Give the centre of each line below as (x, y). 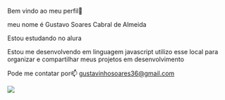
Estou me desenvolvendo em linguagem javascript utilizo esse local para (113, 52)
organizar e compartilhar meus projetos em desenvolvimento (96, 59)
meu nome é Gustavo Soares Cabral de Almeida (77, 24)
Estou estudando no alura (45, 38)
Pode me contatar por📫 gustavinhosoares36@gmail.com (91, 73)
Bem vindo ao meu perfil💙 (45, 11)
